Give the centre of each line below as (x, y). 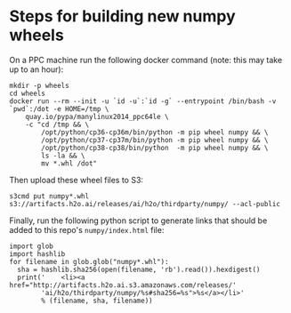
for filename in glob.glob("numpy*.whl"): (89, 261)
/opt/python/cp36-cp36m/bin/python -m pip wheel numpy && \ (155, 132)
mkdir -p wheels (39, 85)
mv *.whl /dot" (69, 163)
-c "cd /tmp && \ (57, 124)
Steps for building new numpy (122, 16)
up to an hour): (36, 69)
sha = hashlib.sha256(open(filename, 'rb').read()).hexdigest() (139, 269)
